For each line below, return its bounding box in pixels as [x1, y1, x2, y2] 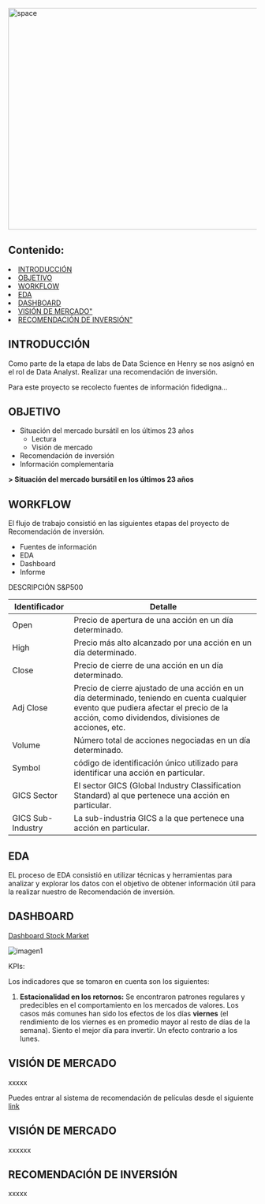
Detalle [149, 602, 177, 613]
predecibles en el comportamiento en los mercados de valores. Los [19, 1000, 239, 1009]
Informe [19, 568, 46, 577]
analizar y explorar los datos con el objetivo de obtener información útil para [8, 879, 256, 889]
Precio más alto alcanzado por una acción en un [73, 637, 252, 648]
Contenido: [8, 244, 65, 257]
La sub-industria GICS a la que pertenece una [73, 813, 244, 824]
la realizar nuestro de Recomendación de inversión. [8, 887, 175, 896]
